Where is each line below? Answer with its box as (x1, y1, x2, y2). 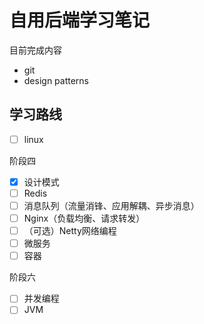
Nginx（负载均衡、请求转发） (23, 212, 146, 224)
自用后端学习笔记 (9, 9, 151, 32)
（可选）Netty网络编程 (23, 225, 117, 237)
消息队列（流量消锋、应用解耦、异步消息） (23, 199, 200, 211)
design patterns (23, 74, 90, 86)
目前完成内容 (9, 44, 62, 56)
